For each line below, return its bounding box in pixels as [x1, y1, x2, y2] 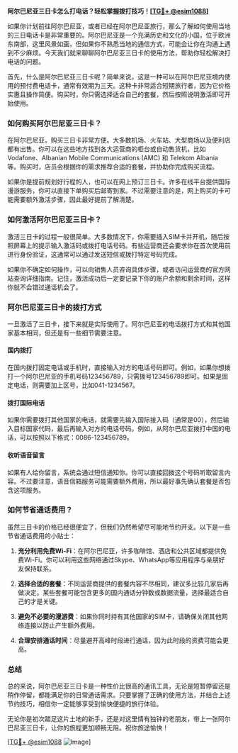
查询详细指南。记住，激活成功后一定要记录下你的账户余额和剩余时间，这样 [13, 274, 231, 282]
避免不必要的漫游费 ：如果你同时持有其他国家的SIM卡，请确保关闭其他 [17, 612, 222, 620]
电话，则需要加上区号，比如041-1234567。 [13, 381, 140, 389]
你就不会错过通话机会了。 [7, 283, 82, 291]
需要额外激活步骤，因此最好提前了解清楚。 [13, 195, 138, 204]
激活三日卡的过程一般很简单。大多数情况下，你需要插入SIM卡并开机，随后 [7, 232, 224, 240]
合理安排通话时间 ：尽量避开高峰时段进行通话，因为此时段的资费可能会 [17, 636, 223, 645]
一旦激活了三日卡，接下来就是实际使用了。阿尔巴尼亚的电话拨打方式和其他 [7, 319, 225, 328]
